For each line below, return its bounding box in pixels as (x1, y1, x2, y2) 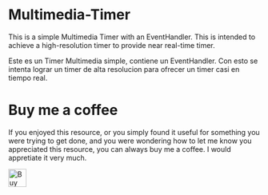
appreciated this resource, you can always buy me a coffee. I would (8, 144, 231, 153)
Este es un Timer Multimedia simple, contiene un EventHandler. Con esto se (8, 56, 258, 66)
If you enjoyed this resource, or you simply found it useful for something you (8, 127, 260, 137)
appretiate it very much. (8, 153, 87, 162)
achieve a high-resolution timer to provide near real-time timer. (8, 40, 215, 50)
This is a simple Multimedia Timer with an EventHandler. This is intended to (8, 32, 256, 42)
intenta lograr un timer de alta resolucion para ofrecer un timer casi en (8, 64, 240, 74)
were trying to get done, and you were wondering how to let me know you (8, 136, 252, 145)
